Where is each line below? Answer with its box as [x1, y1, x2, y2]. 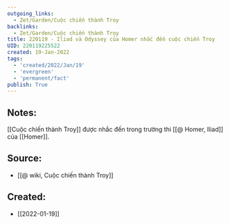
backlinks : [7, 23, 39, 30]
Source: [7, 153, 42, 164]
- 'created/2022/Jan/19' [13, 62, 85, 69]
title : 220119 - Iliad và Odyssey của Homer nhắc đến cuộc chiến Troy [7, 36, 215, 43]
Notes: [7, 107, 37, 119]
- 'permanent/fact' [13, 74, 70, 82]
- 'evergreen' [13, 68, 54, 75]
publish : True [7, 81, 48, 88]
